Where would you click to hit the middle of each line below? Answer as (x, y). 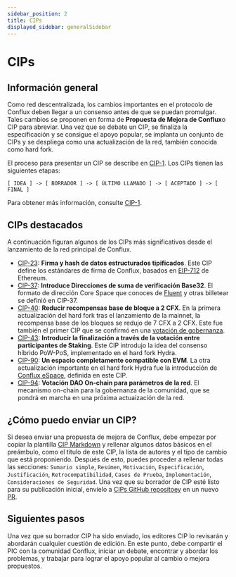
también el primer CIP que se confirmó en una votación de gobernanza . (121, 330)
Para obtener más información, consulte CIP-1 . (74, 203)
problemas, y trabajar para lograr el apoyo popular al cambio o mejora (109, 558)
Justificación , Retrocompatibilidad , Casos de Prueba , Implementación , (110, 474)
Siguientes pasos (46, 519)
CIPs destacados (45, 225)
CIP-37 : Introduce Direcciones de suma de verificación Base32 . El (115, 285)
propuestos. (25, 566)
